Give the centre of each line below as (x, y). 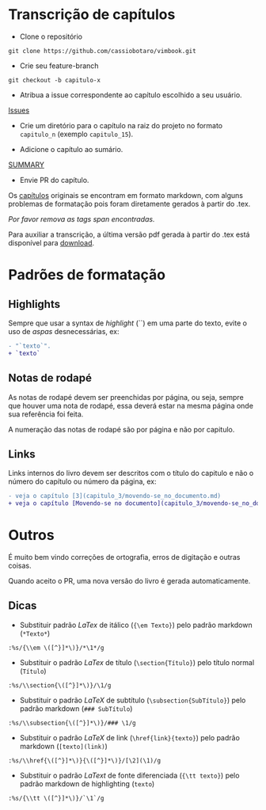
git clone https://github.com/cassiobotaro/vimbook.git (102, 51)
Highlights (34, 304)
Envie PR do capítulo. (54, 180)
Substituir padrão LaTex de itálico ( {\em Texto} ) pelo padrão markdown (136, 625)
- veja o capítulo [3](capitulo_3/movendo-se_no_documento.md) (115, 496)
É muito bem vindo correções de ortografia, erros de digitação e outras (124, 557)
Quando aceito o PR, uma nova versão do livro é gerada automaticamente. (129, 581)
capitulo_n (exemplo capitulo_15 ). (76, 134)
